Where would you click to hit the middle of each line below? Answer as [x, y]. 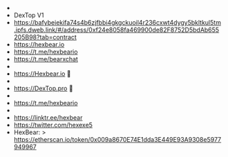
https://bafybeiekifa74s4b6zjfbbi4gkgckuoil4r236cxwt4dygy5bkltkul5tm [117, 22]
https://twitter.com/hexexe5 [53, 125]
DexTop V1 [29, 15]
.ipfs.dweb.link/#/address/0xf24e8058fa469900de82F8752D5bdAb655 [116, 30]
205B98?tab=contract [45, 37]
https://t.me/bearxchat [46, 59]
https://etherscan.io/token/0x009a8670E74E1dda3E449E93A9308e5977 [117, 139]
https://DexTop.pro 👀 [44, 88]
